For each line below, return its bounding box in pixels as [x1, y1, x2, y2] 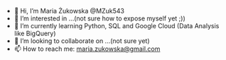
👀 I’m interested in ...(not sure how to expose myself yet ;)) [14, 14, 186, 23]
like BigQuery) [14, 29, 56, 37]
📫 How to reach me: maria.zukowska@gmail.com [14, 44, 161, 53]
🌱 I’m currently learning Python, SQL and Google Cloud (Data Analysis [14, 22, 220, 30]
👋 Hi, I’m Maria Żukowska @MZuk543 [14, 7, 124, 15]
